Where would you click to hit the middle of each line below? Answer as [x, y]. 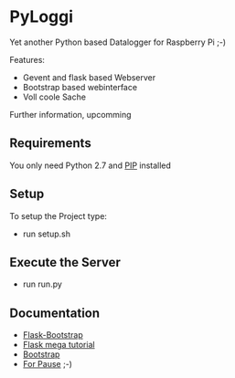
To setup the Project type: [59, 215]
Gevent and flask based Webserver [89, 77]
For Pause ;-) [48, 364]
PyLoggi [42, 17]
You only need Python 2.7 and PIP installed [91, 165]
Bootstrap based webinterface [80, 87]
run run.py [42, 284]
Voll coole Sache [54, 97]
